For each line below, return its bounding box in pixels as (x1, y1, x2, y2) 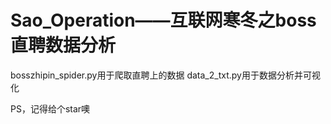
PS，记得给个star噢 (10, 102, 91, 115)
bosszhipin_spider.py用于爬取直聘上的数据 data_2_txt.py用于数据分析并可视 (10, 69, 321, 81)
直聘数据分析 (10, 34, 117, 57)
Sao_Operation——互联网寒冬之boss (10, 9, 317, 32)
